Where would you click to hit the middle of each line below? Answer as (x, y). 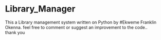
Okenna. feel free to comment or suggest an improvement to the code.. (76, 27)
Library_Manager (40, 9)
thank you (15, 32)
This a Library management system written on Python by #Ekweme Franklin (81, 22)
